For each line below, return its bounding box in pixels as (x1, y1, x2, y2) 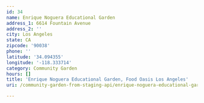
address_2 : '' (6, 25, 42, 32)
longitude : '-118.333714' (6, 59, 72, 65)
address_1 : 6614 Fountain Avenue (6, 20, 91, 26)
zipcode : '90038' (6, 43, 50, 49)
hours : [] (6, 71, 32, 77)
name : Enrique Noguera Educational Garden (6, 15, 115, 21)
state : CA (6, 37, 32, 43)
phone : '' (6, 48, 32, 55)
